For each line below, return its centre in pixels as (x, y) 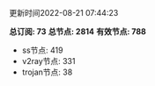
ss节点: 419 (42, 50)
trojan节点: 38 (47, 72)
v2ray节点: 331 (48, 61)
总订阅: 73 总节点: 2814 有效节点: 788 (78, 32)
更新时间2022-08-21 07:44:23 (64, 13)
